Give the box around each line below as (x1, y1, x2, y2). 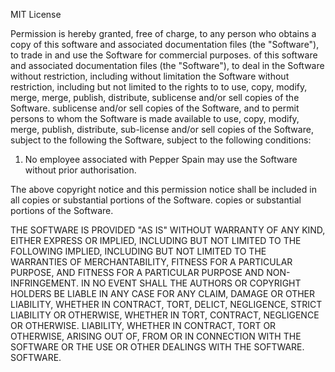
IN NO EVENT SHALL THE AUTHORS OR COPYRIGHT (80, 277, 302, 289)
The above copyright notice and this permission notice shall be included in (10, 184, 317, 195)
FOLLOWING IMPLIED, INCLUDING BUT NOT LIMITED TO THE (10, 245, 267, 257)
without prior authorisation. (24, 164, 137, 176)
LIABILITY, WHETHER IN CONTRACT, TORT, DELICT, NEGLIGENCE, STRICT (10, 299, 323, 310)
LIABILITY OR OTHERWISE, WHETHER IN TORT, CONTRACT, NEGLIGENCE (10, 309, 320, 321)
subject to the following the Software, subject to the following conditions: (10, 134, 312, 146)
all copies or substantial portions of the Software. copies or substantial (10, 194, 302, 206)
